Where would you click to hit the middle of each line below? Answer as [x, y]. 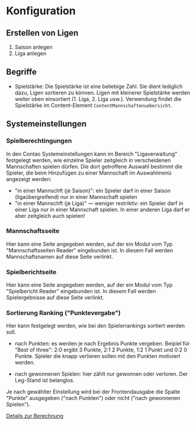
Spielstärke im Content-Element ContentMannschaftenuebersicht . [94, 105]
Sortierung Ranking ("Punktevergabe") [64, 313]
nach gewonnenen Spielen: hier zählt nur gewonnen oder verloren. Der [101, 374]
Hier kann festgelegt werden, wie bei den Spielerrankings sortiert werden [96, 326]
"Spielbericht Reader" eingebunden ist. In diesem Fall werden [81, 291]
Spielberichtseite [31, 272]
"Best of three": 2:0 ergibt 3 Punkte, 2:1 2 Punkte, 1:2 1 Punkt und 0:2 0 [101, 350]
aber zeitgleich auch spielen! [50, 215]
